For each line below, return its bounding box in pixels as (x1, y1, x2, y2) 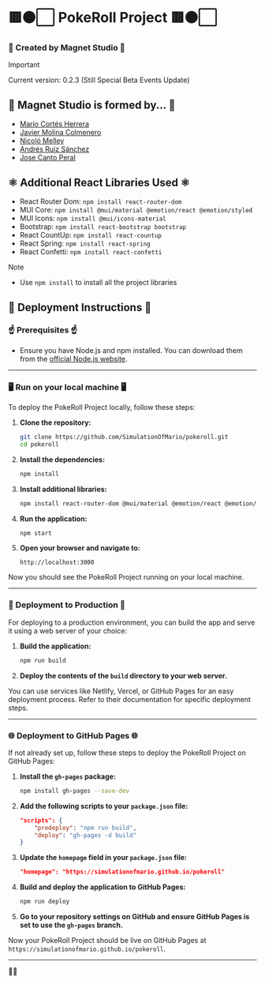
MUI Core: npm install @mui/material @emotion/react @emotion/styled (19, 205, 253, 215)
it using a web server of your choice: (8, 625, 128, 635)
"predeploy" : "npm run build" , (34, 824, 137, 832)
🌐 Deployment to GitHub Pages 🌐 (8, 730, 138, 741)
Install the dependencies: (19, 454, 105, 464)
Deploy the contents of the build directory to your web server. (19, 670, 227, 680)
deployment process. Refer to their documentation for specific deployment (8, 694, 251, 704)
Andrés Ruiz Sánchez (19, 145, 90, 154)
